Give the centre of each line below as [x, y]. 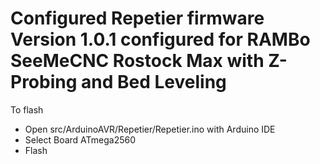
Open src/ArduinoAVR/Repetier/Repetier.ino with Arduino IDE [150, 129]
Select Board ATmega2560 [80, 139]
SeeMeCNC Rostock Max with [137, 61]
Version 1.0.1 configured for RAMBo [160, 39]
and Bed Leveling [154, 82]
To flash [27, 109]
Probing [44, 82]
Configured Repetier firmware [137, 18]
